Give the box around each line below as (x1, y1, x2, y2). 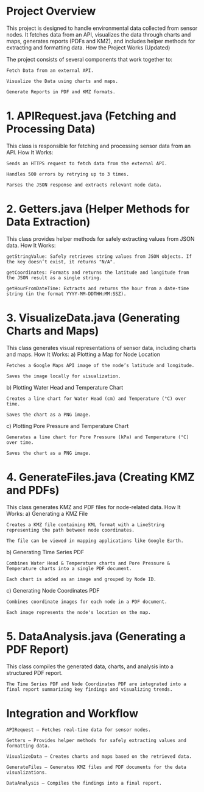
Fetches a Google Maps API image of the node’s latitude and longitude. (6, 362, 195, 368)
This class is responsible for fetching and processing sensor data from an (6, 142, 191, 149)
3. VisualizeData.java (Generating (6, 311, 180, 324)
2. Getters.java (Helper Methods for (6, 202, 190, 216)
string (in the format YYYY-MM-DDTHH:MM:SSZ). (6, 291, 127, 297)
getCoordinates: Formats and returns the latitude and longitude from (6, 269, 189, 276)
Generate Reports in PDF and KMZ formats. (6, 88, 116, 95)
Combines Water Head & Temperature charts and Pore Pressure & (6, 560, 171, 566)
